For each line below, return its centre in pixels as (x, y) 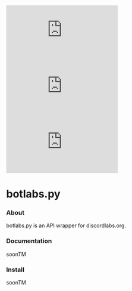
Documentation (29, 241)
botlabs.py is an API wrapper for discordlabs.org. (66, 225)
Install (15, 270)
